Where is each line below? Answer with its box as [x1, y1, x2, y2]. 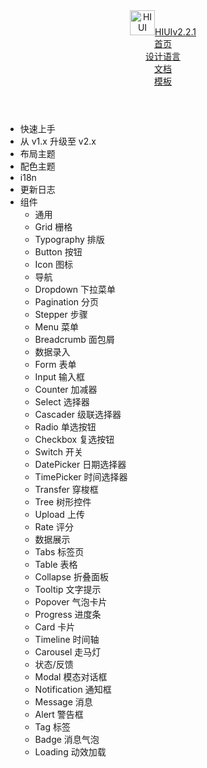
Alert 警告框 [34, 709, 84, 720]
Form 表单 [34, 359, 77, 370]
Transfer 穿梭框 [34, 484, 99, 495]
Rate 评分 [34, 521, 74, 533]
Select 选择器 [34, 396, 90, 408]
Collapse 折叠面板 [34, 571, 109, 583]
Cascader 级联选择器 [34, 409, 122, 420]
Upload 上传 [34, 509, 85, 520]
